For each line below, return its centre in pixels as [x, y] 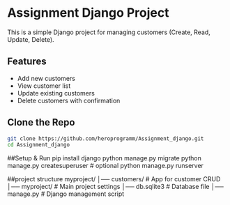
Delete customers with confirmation [69, 100]
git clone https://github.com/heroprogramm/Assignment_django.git [106, 138]
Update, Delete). [31, 39]
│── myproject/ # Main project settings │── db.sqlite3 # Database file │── [116, 187]
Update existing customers [56, 93]
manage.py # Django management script [66, 194]
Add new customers [46, 78]
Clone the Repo [41, 122]
